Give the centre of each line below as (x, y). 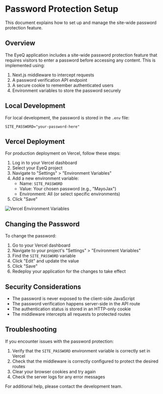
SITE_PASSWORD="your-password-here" (42, 127)
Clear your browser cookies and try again (54, 371)
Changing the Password (42, 224)
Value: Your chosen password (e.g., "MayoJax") (68, 189)
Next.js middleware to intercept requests (53, 75)
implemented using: (25, 65)
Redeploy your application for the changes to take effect (69, 271)
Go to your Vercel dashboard (41, 245)
